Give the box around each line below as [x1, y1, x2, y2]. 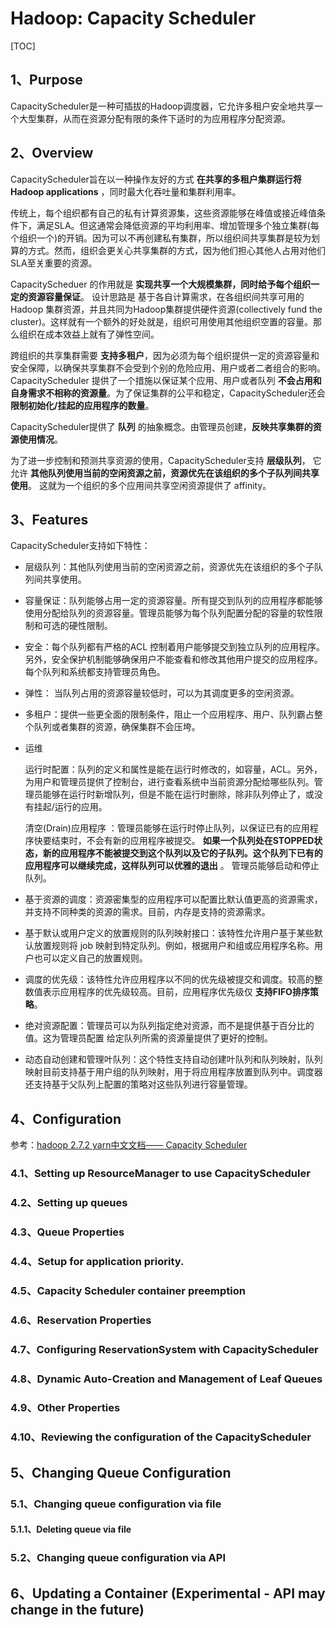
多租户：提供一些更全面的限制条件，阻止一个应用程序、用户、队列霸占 [24, 708, 315, 721]
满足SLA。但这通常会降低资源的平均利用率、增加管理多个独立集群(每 [36, 219, 320, 231]
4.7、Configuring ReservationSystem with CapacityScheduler [10, 1342, 319, 1356]
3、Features [10, 511, 89, 528]
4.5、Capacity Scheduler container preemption [10, 1283, 246, 1297]
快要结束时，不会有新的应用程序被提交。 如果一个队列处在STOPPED [33, 835, 315, 847]
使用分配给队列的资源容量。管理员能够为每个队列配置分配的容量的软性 [24, 607, 315, 619]
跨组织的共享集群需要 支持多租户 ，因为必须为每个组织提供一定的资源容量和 [10, 349, 320, 361]
